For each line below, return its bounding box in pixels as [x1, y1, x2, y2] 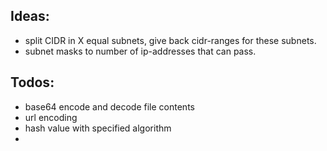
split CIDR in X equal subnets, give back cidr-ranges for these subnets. [24, 34, 317, 46]
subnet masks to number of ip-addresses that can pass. [24, 45, 257, 57]
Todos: [10, 74, 55, 91]
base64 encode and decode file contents [24, 100, 195, 113]
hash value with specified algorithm [24, 122, 172, 134]
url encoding [24, 111, 78, 123]
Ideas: [10, 8, 50, 25]
